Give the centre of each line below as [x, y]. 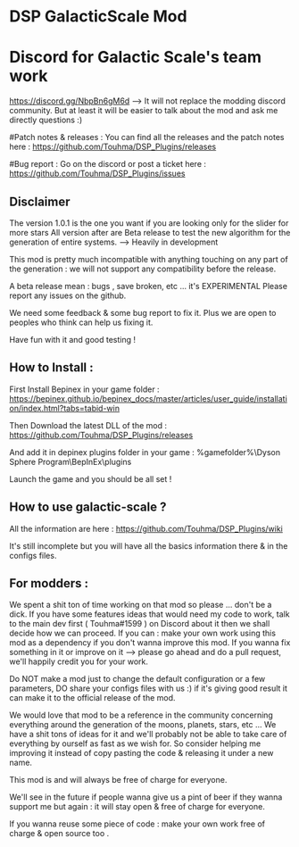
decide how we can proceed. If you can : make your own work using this [143, 633]
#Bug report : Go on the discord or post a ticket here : [108, 164]
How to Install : [51, 368]
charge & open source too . [59, 834]
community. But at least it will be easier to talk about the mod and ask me [144, 111]
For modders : [49, 583]
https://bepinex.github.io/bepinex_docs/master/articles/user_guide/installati [148, 398]
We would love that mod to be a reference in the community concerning [141, 715]
